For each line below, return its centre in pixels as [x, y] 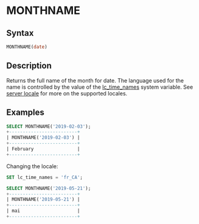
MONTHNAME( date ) [27, 47]
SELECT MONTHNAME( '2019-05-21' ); [49, 188]
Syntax [20, 33]
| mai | [43, 211]
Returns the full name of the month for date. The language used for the [95, 80]
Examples [25, 113]
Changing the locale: [32, 166]
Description [29, 66]
